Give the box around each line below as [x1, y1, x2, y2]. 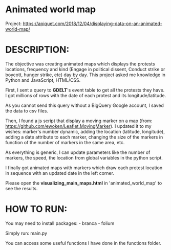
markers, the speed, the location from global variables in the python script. [5, 154, 163, 161]
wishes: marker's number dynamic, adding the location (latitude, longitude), [5, 128, 165, 134]
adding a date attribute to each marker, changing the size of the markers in [5, 134, 163, 140]
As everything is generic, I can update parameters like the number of [5, 149, 151, 155]
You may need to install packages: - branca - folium [5, 220, 115, 226]
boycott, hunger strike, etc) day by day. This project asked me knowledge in [5, 72, 165, 78]
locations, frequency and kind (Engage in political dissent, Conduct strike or [5, 66, 165, 72]
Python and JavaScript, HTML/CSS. [5, 77, 81, 83]
